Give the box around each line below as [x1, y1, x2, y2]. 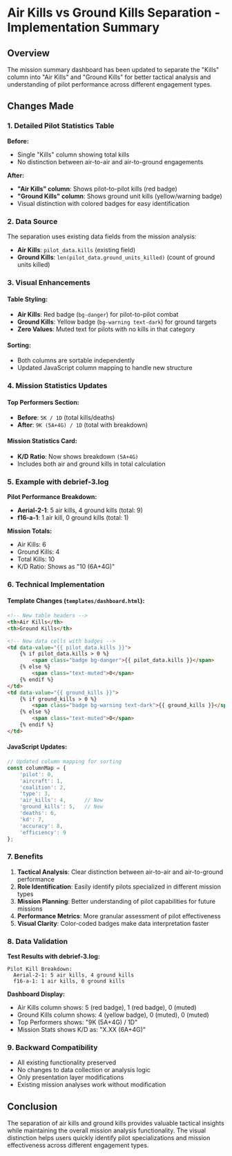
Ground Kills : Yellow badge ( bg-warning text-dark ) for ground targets [17, 317, 217, 326]
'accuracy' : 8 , [19, 823, 64, 830]
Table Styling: [7, 295, 48, 303]
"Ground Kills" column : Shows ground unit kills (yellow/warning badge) [17, 192, 222, 200]
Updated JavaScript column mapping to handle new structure [17, 364, 193, 372]
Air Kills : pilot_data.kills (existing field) [17, 245, 136, 254]
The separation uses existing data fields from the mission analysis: [7, 232, 197, 240]
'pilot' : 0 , [19, 771, 54, 778]
